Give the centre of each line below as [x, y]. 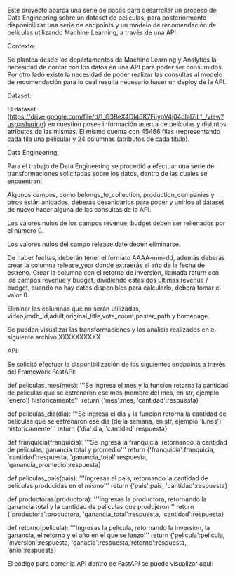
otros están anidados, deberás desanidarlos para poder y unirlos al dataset [116, 202]
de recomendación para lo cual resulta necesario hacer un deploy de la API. [117, 82]
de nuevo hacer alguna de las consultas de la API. [80, 209]
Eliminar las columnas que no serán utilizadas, [74, 309]
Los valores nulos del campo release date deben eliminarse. [94, 244]
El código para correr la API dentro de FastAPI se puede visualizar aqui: [110, 563]
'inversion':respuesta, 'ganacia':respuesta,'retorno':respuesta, [97, 542]
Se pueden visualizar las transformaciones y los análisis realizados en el [112, 330]
